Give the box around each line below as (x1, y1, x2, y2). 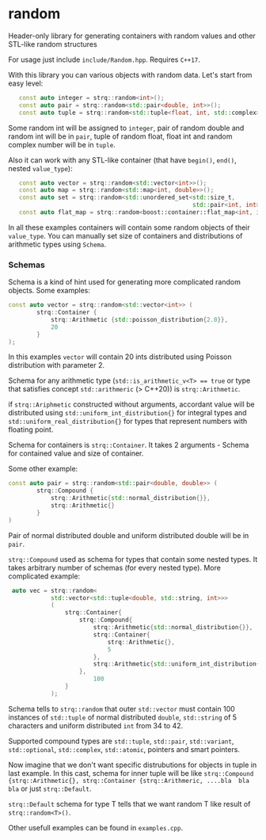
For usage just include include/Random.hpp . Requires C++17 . (8, 55, 200, 64)
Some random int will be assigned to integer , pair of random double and (8, 123, 245, 132)
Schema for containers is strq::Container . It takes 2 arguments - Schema (8, 441, 249, 450)
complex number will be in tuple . (8, 139, 116, 149)
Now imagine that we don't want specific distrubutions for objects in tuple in (8, 760, 257, 769)
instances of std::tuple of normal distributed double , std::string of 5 (8, 712, 237, 722)
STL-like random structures (8, 39, 97, 48)
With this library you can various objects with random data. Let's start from (8, 70, 253, 79)
